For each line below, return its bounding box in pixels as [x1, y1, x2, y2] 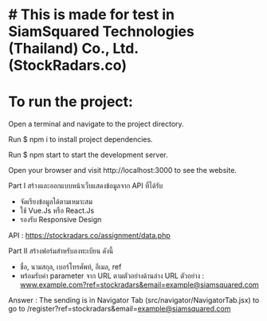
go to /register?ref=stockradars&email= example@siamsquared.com [8, 304, 231, 314]
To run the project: [8, 93, 134, 111]
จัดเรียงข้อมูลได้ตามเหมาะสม [19, 197, 93, 206]
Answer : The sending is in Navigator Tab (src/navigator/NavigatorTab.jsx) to [8, 296, 260, 305]
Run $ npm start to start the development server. [8, 150, 169, 160]
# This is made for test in [8, 6, 175, 24]
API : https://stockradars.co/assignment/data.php [8, 231, 171, 241]
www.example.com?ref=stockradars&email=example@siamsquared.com [19, 280, 259, 290]
